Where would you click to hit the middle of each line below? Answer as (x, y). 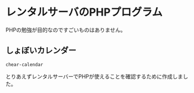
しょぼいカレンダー (41, 50)
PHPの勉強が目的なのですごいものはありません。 (66, 30)
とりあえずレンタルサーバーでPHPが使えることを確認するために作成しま (94, 76)
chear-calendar (24, 64)
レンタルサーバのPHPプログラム (84, 12)
